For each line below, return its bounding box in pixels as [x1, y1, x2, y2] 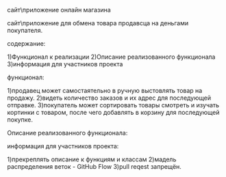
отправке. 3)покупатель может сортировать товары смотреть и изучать [7, 101, 220, 109]
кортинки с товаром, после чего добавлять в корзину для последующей [7, 109, 221, 116]
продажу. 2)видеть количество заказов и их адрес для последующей [7, 94, 211, 102]
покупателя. [7, 27, 43, 34]
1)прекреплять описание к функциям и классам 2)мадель [7, 155, 177, 163]
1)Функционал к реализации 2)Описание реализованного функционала [7, 53, 216, 61]
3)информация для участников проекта [7, 60, 123, 68]
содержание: [7, 40, 46, 47]
